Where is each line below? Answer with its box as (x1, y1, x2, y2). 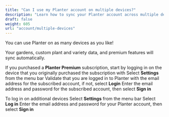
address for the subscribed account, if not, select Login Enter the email (5, 81, 153, 87)
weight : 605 (5, 21, 30, 27)
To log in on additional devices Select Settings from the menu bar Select (5, 96, 156, 102)
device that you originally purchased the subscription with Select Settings (5, 70, 159, 76)
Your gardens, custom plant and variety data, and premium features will (5, 50, 153, 56)
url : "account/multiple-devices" (5, 26, 75, 31)
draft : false (5, 17, 33, 22)
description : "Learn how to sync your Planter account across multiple (5, 12, 158, 17)
